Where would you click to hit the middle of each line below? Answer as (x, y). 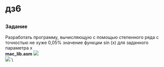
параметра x (19, 47)
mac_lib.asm (19, 53)
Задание (16, 26)
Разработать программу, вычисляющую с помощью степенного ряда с (82, 37)
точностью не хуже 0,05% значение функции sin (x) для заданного (77, 42)
